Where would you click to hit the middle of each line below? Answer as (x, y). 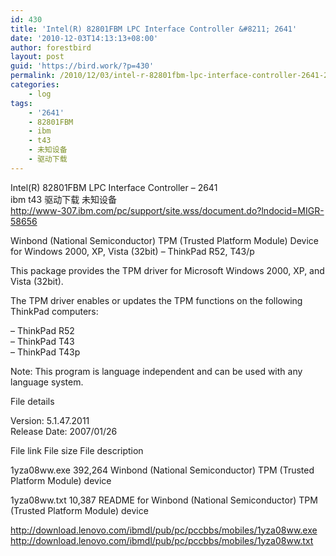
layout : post (37, 57)
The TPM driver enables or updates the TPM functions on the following (156, 300)
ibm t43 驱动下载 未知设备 (64, 199)
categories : (35, 85)
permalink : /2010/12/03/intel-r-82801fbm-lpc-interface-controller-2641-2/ (171, 76)
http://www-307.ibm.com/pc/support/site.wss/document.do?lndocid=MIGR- (167, 210)
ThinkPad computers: (54, 311)
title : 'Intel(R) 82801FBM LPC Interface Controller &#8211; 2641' (154, 29)
